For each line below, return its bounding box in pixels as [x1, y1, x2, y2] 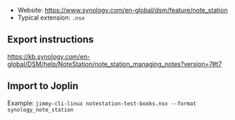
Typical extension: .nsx [17, 13, 85, 22]
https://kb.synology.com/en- [7, 52, 90, 60]
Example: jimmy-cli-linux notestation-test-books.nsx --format [7, 98, 197, 107]
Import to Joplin [7, 80, 79, 92]
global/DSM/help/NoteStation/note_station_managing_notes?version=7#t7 [7, 60, 222, 68]
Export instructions [7, 34, 94, 46]
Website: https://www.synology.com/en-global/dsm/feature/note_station [17, 6, 228, 14]
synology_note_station [7, 106, 74, 113]
